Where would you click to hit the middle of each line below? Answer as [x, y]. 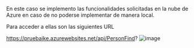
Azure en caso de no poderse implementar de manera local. [80, 15]
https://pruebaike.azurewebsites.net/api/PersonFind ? [72, 38]
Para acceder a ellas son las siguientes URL [60, 27]
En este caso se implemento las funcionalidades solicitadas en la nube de [97, 9]
